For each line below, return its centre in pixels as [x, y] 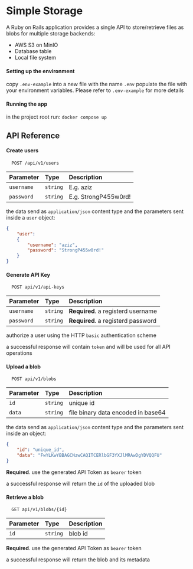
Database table [33, 51]
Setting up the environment [40, 71]
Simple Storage [45, 11]
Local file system [35, 57]
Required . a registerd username [113, 311]
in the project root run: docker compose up [57, 117]
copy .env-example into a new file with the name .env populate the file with [97, 84]
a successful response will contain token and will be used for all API [89, 347]
